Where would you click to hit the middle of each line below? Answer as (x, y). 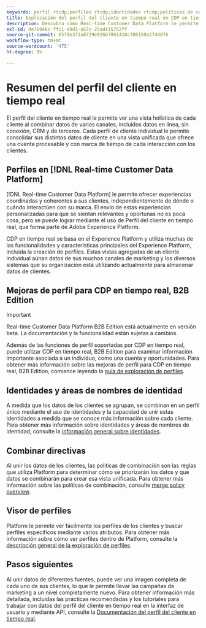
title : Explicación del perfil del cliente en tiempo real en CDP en (97, 18)
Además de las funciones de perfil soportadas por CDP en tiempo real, (96, 345)
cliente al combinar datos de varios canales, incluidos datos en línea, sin (97, 124)
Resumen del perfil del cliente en (91, 87)
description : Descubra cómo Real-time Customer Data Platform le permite (103, 23)
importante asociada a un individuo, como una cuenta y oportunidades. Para (103, 358)
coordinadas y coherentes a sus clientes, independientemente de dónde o (100, 201)
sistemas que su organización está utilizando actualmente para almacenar (100, 265)
